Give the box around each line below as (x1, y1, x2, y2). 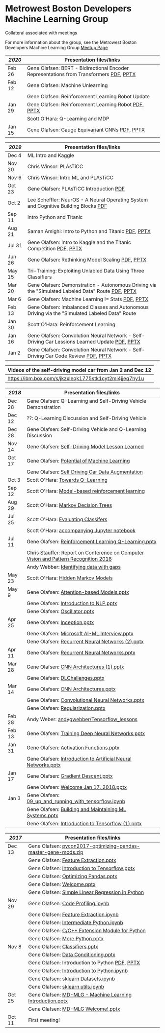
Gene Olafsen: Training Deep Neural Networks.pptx (27, 730, 145, 737)
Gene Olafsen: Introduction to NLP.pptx (27, 600, 117, 607)
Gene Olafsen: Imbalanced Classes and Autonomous (27, 304, 149, 310)
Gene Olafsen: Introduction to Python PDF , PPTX (28, 959, 140, 966)
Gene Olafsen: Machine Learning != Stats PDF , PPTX (27, 296, 149, 303)
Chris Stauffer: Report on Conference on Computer (27, 549, 144, 556)
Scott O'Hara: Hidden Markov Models (27, 574, 113, 581)
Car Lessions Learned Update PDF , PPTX (45, 338, 141, 345)
